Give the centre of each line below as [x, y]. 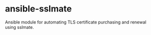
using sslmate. [19, 27]
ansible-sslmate [38, 9]
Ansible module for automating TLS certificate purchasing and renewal [76, 22]
